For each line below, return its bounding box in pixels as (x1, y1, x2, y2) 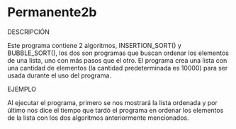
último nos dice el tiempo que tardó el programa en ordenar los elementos (7, 106, 224, 114)
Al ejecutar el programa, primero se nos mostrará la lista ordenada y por (7, 98, 218, 106)
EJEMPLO (7, 85, 37, 93)
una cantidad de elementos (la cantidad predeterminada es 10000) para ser (7, 63, 228, 72)
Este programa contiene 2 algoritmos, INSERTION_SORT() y (7, 41, 182, 49)
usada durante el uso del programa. (7, 71, 112, 80)
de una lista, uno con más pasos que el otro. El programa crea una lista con (7, 56, 227, 64)
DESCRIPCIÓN (7, 27, 50, 36)
